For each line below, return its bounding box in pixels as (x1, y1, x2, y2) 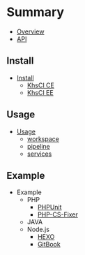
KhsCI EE (26, 88, 54, 96)
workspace (26, 134, 60, 143)
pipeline (26, 142, 50, 150)
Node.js (26, 225, 50, 234)
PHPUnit (37, 203, 62, 212)
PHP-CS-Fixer (37, 210, 78, 219)
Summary (6, 4, 64, 20)
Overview (16, 27, 45, 36)
